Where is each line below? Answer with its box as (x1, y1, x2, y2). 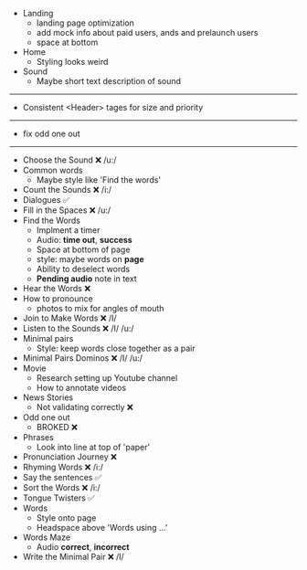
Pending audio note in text (36, 273, 137, 284)
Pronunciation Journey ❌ (22, 451, 117, 462)
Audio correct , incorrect (36, 542, 130, 552)
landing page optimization (36, 17, 134, 28)
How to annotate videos (36, 383, 126, 393)
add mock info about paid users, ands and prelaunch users (36, 27, 259, 37)
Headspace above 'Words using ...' (36, 522, 168, 533)
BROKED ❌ (36, 422, 78, 432)
